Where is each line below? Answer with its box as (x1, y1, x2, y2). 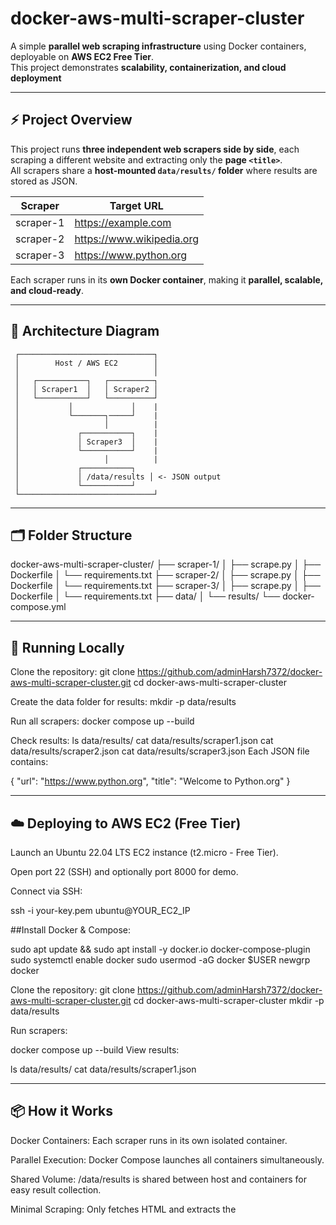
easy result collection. (10, 1183, 102, 1196)
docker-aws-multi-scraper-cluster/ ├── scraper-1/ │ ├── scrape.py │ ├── (10, 558, 322, 571)
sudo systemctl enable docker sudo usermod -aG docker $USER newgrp (10, 954, 311, 966)
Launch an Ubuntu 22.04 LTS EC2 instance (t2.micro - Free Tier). (10, 847, 279, 858)
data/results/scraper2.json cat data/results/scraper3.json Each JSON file (10, 745, 310, 757)
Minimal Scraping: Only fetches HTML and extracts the (10, 1203, 237, 1215)
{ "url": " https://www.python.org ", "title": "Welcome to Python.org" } (10, 775, 291, 787)
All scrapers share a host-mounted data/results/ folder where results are (10, 164, 318, 176)
